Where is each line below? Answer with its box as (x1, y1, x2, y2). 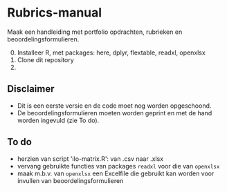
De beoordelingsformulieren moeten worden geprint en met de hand (17, 108, 212, 117)
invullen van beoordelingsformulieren (17, 176, 124, 184)
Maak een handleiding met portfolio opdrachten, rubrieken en (7, 28, 183, 36)
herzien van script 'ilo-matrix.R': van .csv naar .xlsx (17, 154, 164, 163)
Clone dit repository (17, 55, 74, 64)
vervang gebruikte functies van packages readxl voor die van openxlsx (17, 162, 220, 170)
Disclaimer (7, 83, 55, 95)
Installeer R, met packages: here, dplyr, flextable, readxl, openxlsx (17, 48, 206, 57)
